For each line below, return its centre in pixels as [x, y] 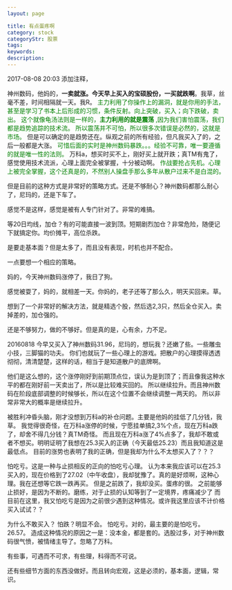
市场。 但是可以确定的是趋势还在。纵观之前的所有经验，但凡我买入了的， [111, 136]
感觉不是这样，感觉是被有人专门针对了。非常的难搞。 [83, 209]
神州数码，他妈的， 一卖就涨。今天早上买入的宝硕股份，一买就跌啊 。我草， [113, 93]
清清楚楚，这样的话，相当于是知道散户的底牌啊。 [95, 361]
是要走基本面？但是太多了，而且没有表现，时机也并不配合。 [92, 247]
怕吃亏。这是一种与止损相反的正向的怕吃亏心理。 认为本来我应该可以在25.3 [114, 466]
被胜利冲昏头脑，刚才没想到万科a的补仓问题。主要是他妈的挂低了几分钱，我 [115, 416]
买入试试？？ [25, 509]
